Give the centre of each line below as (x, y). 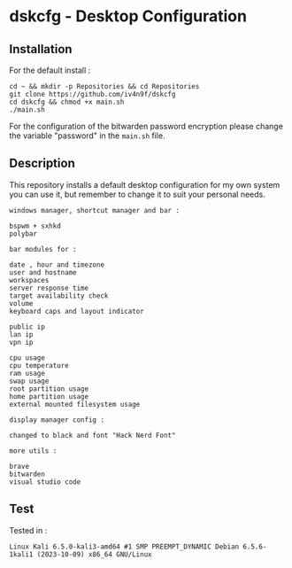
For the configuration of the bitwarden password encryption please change (146, 126)
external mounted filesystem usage (75, 404)
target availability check (59, 296)
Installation (41, 49)
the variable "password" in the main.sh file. (87, 136)
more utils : (33, 451)
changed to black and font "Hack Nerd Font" (92, 435)
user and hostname (43, 272)
